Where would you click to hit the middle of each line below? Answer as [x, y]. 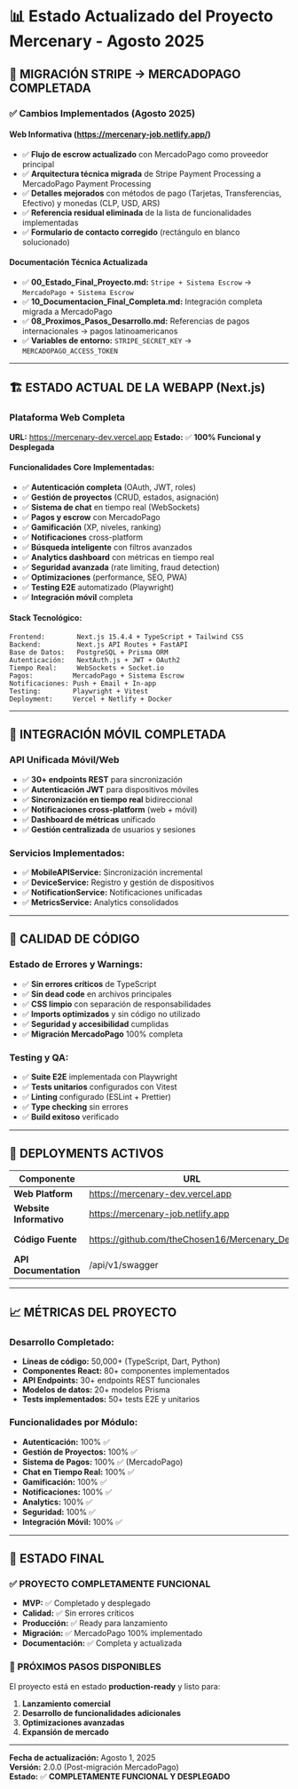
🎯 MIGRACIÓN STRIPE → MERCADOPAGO [125, 74]
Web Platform [43, 1193]
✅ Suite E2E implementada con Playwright [100, 1077]
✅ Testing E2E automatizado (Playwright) [98, 587]
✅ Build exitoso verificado [71, 1117]
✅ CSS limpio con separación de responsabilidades [117, 1004]
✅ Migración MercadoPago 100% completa [102, 1034]
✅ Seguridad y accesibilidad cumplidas [95, 1023]
